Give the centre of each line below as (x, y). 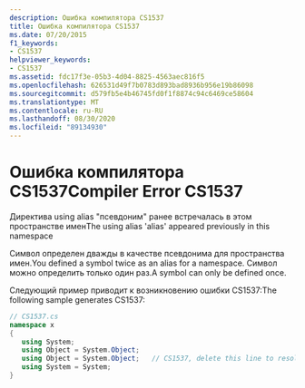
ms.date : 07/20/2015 (49, 34)
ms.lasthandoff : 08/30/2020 (63, 119)
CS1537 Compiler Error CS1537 (126, 192)
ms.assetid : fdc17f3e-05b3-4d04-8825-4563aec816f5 (107, 77)
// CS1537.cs (34, 316)
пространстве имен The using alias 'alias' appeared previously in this (140, 226)
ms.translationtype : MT (54, 102)
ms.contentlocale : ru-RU (56, 111)
